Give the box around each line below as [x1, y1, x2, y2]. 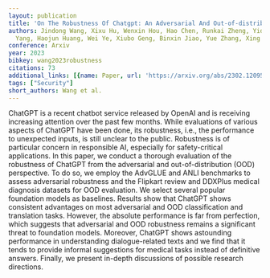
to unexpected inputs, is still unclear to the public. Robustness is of [8, 134, 231, 144]
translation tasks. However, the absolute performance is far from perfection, [8, 211, 260, 221]
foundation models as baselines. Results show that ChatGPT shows [8, 194, 231, 203]
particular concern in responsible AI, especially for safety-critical [8, 142, 223, 153]
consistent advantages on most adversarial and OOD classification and [8, 202, 243, 212]
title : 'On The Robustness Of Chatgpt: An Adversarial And [8, 19, 211, 27]
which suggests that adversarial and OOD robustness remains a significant [8, 219, 256, 229]
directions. [8, 262, 44, 272]
